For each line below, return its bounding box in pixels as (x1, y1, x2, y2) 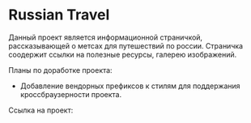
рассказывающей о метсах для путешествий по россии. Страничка (8, 40, 244, 50)
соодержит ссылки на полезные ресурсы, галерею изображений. (8, 49, 237, 59)
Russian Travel (8, 6, 110, 24)
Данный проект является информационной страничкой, (8, 32, 203, 42)
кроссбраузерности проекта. (19, 89, 122, 99)
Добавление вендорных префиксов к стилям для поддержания (19, 81, 240, 91)
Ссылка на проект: (8, 105, 74, 115)
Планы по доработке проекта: (8, 65, 113, 74)
